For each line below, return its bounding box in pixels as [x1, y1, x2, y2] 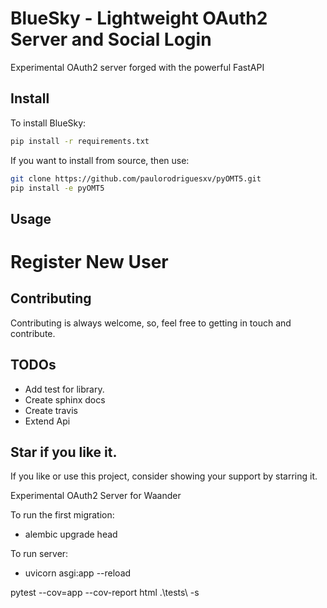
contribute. [10, 327, 56, 339]
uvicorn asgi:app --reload [24, 567, 132, 579]
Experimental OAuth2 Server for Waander [10, 490, 182, 502]
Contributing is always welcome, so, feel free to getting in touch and [10, 317, 292, 329]
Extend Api [24, 415, 71, 427]
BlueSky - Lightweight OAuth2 [10, 7, 268, 30]
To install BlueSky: [10, 117, 87, 129]
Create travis [24, 404, 78, 416]
